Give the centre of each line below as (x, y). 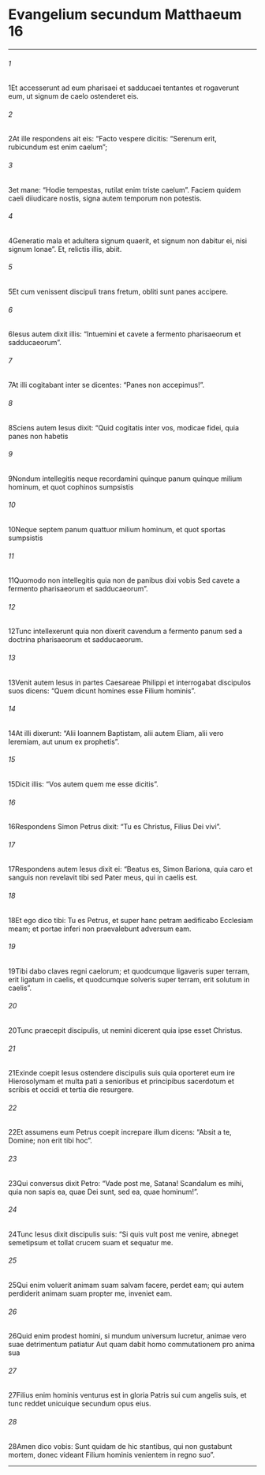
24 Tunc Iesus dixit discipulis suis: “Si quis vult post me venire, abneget (123, 1234)
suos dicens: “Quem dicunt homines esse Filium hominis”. (102, 691)
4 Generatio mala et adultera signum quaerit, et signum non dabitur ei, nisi (127, 240)
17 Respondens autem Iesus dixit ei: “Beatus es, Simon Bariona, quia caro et (131, 869)
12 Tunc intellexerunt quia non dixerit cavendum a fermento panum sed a (125, 631)
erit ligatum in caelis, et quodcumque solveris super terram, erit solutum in (129, 979)
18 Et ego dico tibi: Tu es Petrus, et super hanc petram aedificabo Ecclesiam (131, 920)
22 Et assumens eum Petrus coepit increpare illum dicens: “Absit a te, (120, 1132)
